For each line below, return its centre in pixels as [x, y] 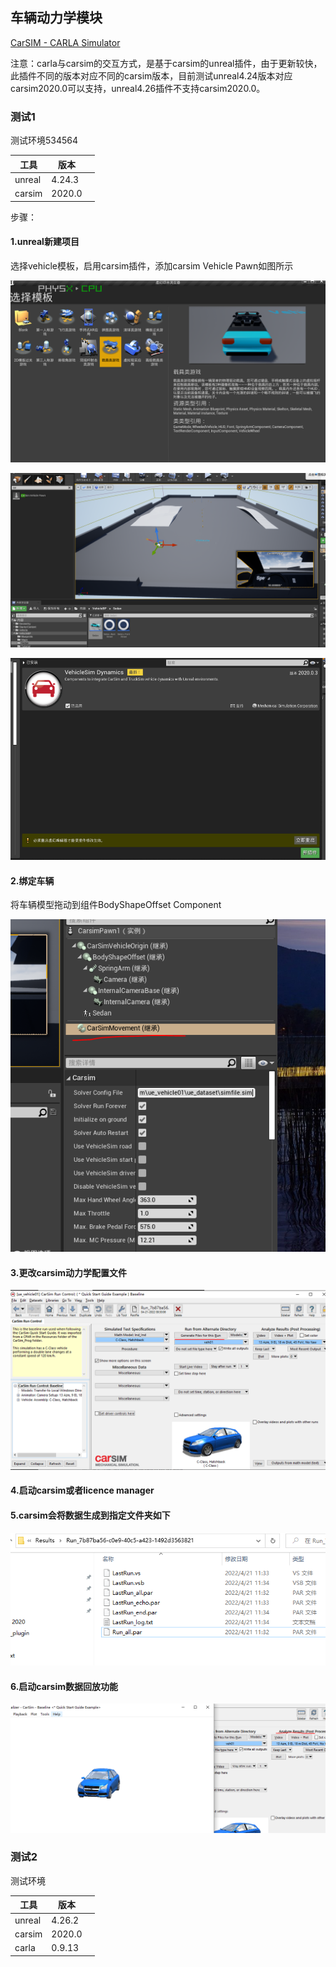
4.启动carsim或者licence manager [82, 1490]
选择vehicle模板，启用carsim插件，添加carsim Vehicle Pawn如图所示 [152, 265]
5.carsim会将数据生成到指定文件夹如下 [90, 1515]
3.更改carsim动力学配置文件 [69, 1272]
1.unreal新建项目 [45, 242]
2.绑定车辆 [32, 880]
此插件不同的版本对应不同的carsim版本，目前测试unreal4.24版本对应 [151, 75]
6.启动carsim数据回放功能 [64, 1686]
